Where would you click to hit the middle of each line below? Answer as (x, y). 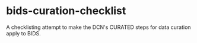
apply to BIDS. (24, 33)
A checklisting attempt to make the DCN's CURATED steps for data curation (99, 27)
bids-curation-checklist (66, 11)
